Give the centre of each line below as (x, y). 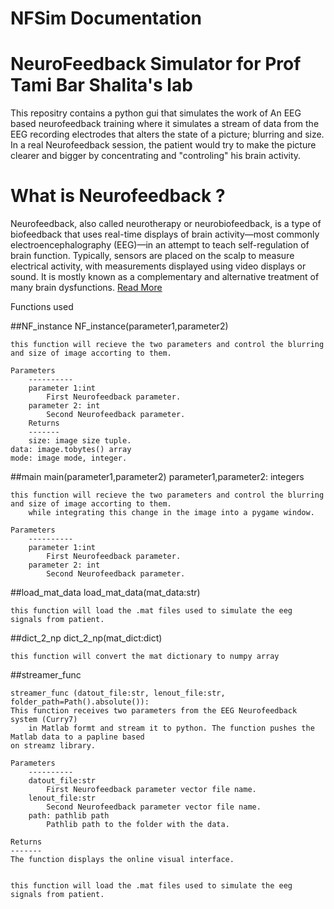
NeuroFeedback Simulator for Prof (156, 64)
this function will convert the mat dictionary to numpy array (145, 657)
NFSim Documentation (106, 18)
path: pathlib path (69, 816)
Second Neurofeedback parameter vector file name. (154, 807)
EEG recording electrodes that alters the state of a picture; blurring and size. (167, 134)
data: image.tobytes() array (71, 450)
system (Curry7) (44, 720)
